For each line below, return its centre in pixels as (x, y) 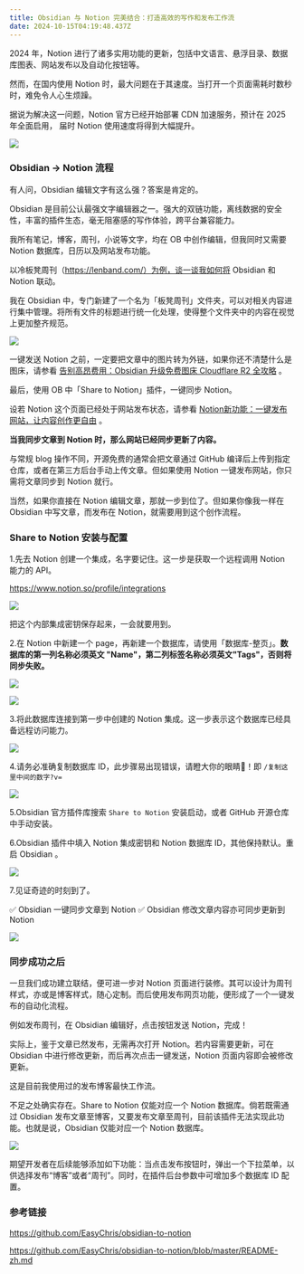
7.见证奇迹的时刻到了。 (52, 890)
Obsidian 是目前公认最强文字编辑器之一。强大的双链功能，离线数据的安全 (146, 208)
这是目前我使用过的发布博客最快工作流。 (85, 1086)
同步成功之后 (38, 962)
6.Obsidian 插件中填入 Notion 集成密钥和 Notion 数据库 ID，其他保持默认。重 (152, 843)
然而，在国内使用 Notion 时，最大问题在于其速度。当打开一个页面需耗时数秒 (151, 83)
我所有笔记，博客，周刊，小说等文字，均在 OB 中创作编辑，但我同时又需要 (148, 239)
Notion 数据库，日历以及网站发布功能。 (82, 251)
